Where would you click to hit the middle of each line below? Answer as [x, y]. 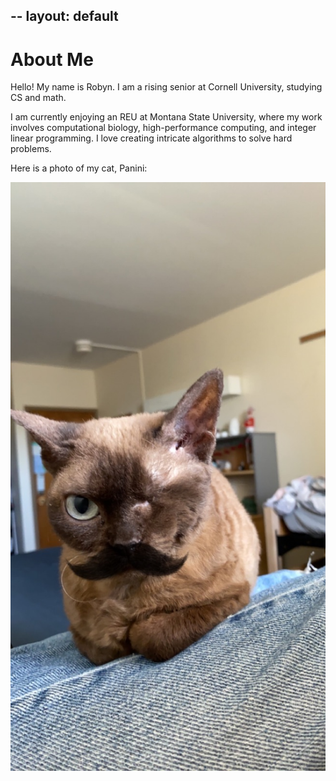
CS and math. [38, 98]
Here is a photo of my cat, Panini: [79, 168]
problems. [31, 149]
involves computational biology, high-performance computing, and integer [163, 128]
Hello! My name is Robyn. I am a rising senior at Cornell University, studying [166, 87]
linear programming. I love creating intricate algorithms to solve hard [151, 138]
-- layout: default [64, 16]
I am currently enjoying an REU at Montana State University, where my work [166, 117]
